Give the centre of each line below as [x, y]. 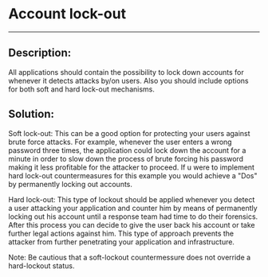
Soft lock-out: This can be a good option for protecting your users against [129, 133]
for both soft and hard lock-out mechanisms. [82, 89]
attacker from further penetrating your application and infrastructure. [122, 242]
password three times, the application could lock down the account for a [127, 150]
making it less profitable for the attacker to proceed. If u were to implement [132, 167]
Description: [40, 53]
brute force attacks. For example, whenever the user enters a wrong [120, 142]
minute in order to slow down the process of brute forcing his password [126, 158]
